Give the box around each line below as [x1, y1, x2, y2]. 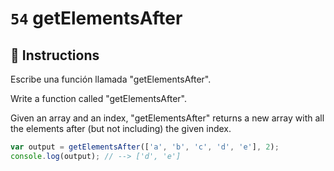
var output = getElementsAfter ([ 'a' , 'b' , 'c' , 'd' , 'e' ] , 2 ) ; [10, 142, 280, 152]
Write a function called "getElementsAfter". [10, 93, 187, 104]
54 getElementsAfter [10, 7, 183, 30]
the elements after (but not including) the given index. [10, 123, 232, 134]
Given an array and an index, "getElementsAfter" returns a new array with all [10, 112, 325, 124]
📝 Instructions [10, 47, 100, 64]
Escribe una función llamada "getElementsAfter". [10, 73, 212, 85]
